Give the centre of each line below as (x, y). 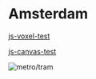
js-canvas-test (32, 51)
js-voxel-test (29, 36)
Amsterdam (48, 14)
